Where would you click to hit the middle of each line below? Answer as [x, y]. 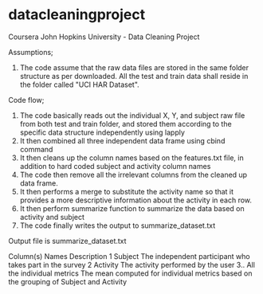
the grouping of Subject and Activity [68, 281]
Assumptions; [31, 52]
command [36, 149]
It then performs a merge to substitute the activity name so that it [126, 191]
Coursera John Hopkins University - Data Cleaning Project [104, 37]
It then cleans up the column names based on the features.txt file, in [132, 158]
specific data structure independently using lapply [102, 132]
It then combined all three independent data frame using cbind [122, 140]
